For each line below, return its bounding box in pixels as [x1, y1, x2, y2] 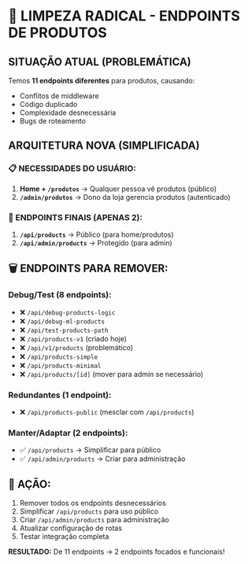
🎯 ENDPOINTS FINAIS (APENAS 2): [8, 212, 143, 223]
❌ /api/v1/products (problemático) [19, 342, 134, 352]
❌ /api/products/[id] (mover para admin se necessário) [19, 369, 204, 378]
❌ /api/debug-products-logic [19, 307, 116, 317]
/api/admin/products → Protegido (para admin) [19, 238, 173, 247]
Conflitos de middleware [19, 91, 100, 101]
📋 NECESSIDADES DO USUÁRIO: [8, 163, 136, 174]
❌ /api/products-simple [19, 352, 98, 361]
